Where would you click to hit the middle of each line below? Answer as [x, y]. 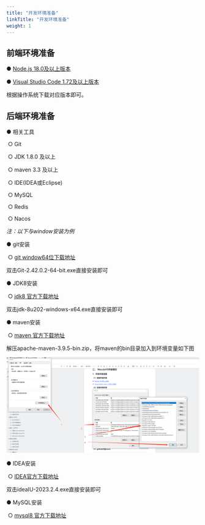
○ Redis [18, 207]
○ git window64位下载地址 [42, 257]
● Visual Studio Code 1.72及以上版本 [53, 82]
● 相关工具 [20, 132]
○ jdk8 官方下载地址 [33, 296]
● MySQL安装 [24, 502]
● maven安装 [24, 322]
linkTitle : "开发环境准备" [38, 19]
